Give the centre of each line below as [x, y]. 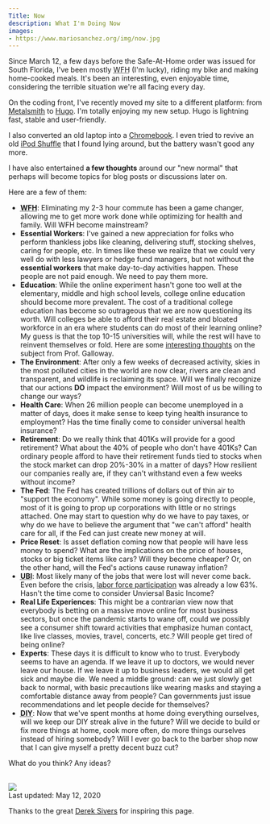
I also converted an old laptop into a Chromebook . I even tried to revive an [131, 135]
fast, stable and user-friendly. [58, 120]
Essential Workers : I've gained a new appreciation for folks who [127, 234]
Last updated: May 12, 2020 [55, 796]
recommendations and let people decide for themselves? [114, 705]
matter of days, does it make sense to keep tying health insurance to [134, 414]
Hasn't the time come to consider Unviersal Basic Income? [117, 593]
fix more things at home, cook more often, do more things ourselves [133, 730]
